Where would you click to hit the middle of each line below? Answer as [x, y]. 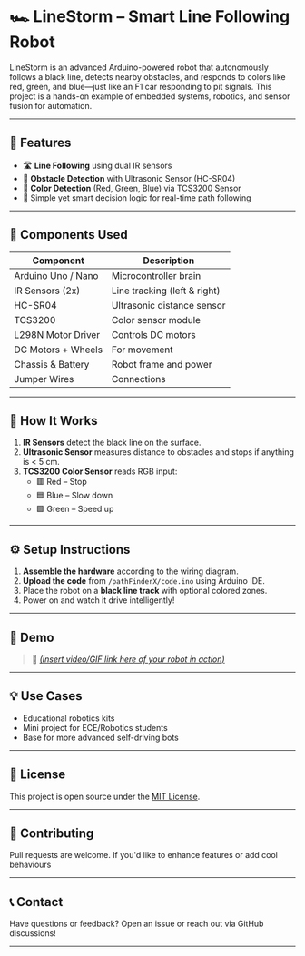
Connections [138, 379]
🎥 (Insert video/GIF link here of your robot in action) [128, 659]
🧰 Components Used [69, 235]
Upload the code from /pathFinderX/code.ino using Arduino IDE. [143, 581]
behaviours [30, 865]
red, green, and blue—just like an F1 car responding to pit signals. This [141, 86]
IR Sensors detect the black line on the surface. [112, 443]
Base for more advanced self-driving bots [100, 737]
